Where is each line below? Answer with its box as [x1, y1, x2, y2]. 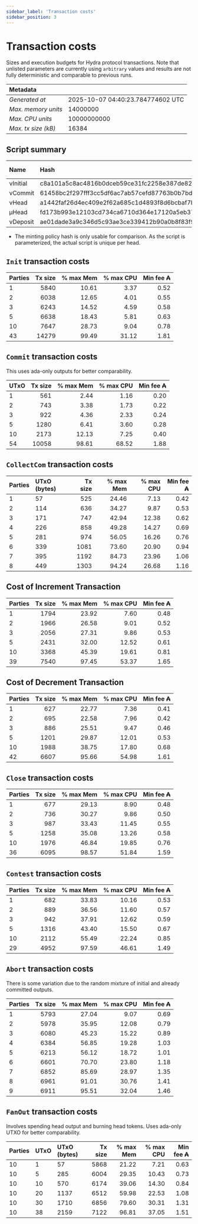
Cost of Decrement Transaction [6, 677, 124, 687]
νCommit [9, 189, 34, 197]
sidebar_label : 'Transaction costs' [6, 8, 96, 15]
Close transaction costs [6, 773, 94, 783]
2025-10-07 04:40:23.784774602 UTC [68, 96, 184, 104]
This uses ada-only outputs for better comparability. [6, 367, 133, 375]
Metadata [9, 86, 37, 94]
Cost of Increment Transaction [6, 582, 121, 592]
